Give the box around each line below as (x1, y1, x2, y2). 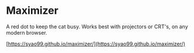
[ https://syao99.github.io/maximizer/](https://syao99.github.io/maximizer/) (6, 40, 186, 47)
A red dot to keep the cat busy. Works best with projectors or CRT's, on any (6, 23, 188, 30)
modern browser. (6, 29, 48, 36)
